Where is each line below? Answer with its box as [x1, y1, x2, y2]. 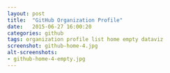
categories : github [7, 29, 64, 37]
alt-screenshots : [7, 49, 58, 56]
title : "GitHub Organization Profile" [7, 17, 123, 24]
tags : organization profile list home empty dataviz [7, 36, 164, 43]
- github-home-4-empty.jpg [7, 56, 86, 63]
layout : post [7, 10, 45, 17]
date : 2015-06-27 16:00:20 [7, 23, 92, 30]
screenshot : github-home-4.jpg [7, 42, 98, 49]
